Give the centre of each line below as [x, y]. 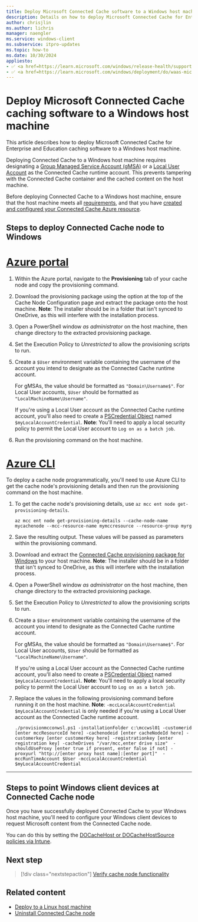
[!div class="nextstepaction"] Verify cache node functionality [95, 874]
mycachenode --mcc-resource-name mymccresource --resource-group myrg [103, 526]
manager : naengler [29, 34]
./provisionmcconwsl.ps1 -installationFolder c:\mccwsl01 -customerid [103, 728]
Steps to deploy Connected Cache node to [85, 228]
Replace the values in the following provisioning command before [94, 699]
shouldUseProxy [33, 749]
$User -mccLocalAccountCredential [105, 759]
